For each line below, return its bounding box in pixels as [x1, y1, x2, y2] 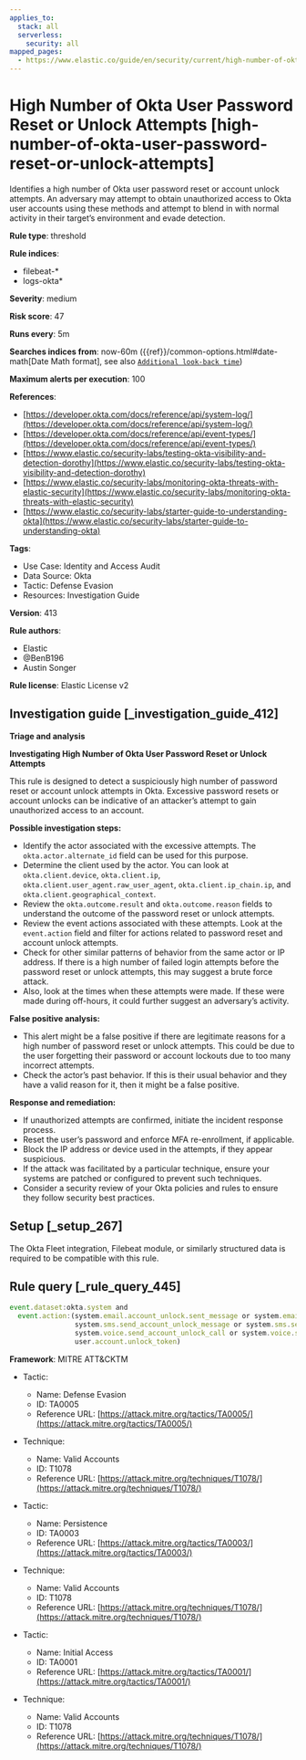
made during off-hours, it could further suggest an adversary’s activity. [22, 995, 290, 1006]
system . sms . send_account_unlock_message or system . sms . [74, 1320, 291, 1329]
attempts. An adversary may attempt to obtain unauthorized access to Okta [9, 193, 291, 204]
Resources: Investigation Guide [22, 590, 140, 601]
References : [9, 391, 56, 402]
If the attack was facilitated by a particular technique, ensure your [22, 1163, 270, 1174]
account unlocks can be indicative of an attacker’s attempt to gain [9, 795, 257, 806]
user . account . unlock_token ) [74, 1336, 181, 1346]
